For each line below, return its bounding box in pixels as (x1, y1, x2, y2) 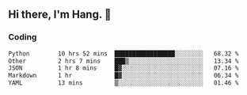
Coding (8, 32, 37, 43)
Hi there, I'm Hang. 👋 (8, 8, 112, 21)
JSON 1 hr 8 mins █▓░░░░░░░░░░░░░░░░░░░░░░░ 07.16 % (8, 64, 239, 72)
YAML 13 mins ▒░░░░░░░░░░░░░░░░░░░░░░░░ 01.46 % (8, 79, 239, 87)
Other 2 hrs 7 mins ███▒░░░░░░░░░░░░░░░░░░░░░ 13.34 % (8, 57, 239, 65)
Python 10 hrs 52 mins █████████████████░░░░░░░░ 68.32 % (8, 49, 239, 58)
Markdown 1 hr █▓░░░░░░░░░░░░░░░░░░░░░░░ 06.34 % (8, 72, 239, 80)
